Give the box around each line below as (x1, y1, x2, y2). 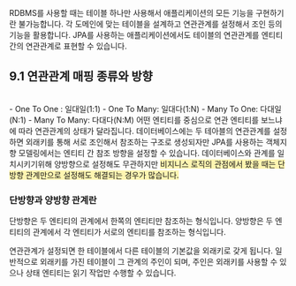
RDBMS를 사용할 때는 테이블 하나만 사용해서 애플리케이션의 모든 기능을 (9, 8, 254, 18)
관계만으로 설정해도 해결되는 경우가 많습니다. (25, 169, 179, 180)
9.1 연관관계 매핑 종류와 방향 (9, 69, 153, 84)
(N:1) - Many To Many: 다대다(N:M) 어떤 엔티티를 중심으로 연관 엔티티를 (9, 114, 259, 125)
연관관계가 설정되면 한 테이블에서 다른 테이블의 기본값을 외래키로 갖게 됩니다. (9, 245, 274, 256)
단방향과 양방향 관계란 (9, 193, 97, 206)
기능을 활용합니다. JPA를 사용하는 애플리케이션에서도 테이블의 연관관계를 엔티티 (9, 30, 284, 40)
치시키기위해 (9, 158, 53, 169)
